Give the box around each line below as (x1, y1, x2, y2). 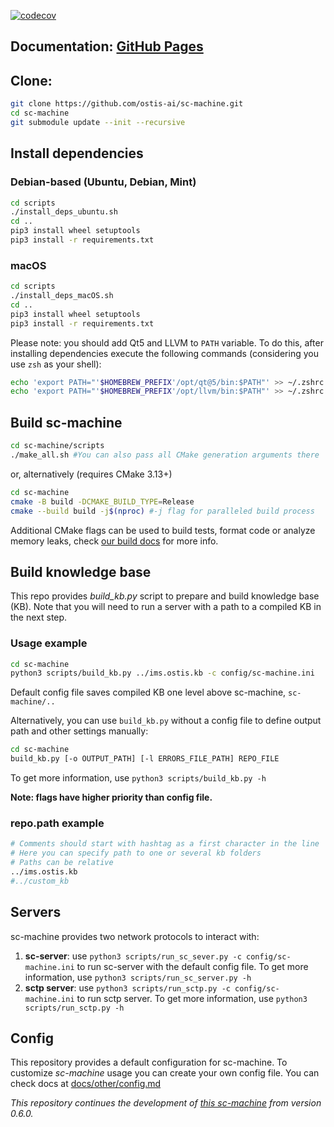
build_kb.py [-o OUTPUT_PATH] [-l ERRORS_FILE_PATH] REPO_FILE (10, 754, 280, 764)
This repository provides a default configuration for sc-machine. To (10, 1056, 288, 1069)
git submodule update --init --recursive (10, 117, 186, 127)
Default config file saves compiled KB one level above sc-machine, (10, 686, 287, 699)
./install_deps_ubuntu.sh (10, 207, 118, 217)
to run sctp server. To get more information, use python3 (76, 992, 308, 1004)
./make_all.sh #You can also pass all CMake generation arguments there (10, 450, 320, 460)
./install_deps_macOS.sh (10, 291, 114, 301)
